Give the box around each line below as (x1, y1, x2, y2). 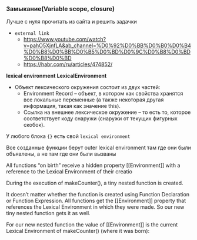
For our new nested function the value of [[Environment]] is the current (6, 221, 178, 228)
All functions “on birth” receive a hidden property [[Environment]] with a (6, 162, 181, 169)
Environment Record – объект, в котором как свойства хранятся (23, 90, 183, 97)
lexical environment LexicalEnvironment (6, 73, 107, 80)
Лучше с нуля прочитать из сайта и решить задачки (6, 18, 137, 25)
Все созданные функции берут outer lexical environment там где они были (6, 144, 191, 152)
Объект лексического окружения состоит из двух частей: (14, 84, 161, 91)
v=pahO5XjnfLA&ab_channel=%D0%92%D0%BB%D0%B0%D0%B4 (23, 42, 191, 49)
